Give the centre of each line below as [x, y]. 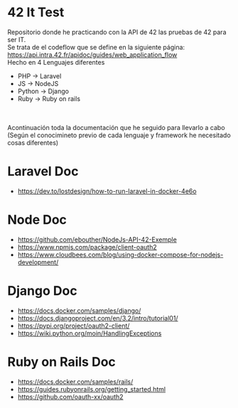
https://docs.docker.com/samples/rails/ [75, 382]
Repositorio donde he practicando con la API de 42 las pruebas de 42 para [117, 32]
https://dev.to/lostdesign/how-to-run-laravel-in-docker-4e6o [107, 191]
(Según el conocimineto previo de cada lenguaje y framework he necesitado [119, 135]
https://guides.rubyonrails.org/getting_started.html [91, 389]
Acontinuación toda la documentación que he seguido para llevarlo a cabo [116, 127]
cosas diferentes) [33, 142]
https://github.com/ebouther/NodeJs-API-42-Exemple [97, 240]
